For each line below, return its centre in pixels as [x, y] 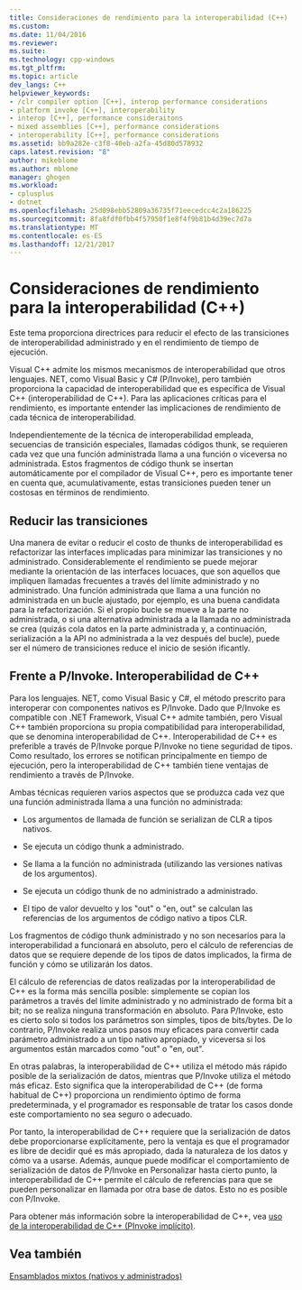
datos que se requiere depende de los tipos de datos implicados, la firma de [151, 954]
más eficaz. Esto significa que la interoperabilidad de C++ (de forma [136, 1085]
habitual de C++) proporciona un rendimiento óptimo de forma [125, 1095]
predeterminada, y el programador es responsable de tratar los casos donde [151, 1104]
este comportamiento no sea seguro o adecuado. [101, 1114]
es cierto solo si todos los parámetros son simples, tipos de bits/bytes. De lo [151, 1019]
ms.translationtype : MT [54, 227]
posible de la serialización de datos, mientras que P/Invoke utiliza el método [150, 1075]
